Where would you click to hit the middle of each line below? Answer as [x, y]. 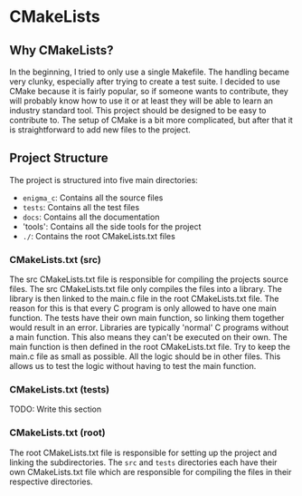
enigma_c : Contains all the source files [93, 198]
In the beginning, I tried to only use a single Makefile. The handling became [149, 72]
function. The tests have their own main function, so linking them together [147, 318]
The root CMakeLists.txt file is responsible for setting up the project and [143, 452]
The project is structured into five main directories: [104, 180]
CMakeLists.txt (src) [55, 259]
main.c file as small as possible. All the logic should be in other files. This [145, 356]
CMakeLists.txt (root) [57, 433]
